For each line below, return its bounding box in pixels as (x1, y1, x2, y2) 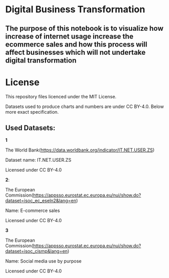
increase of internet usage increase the (5, 32, 134, 40)
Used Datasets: (5, 123, 55, 132)
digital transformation (5, 56, 77, 65)
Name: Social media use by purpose (5, 258, 82, 264)
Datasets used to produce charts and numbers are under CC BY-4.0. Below (5, 103, 164, 110)
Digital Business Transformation (5, 4, 145, 15)
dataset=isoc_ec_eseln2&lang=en (5, 198, 77, 204)
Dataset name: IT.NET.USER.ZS (5, 157, 72, 163)
